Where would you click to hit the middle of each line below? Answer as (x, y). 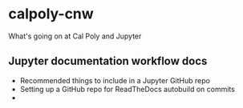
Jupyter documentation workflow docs (108, 61)
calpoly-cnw (51, 14)
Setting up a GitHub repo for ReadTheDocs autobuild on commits (127, 89)
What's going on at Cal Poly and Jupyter (75, 36)
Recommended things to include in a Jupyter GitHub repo (115, 80)
